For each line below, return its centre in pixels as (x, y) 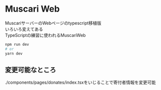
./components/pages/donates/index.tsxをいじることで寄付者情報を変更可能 (80, 82)
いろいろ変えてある (24, 29)
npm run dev (17, 44)
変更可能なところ (31, 70)
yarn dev (14, 54)
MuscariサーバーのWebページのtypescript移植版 (53, 23)
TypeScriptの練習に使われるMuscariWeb (45, 35)
